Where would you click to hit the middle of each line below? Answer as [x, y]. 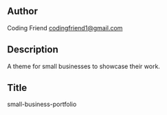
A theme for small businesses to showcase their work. [83, 66]
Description [33, 50]
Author [22, 11]
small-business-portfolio [42, 104]
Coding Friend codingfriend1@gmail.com [65, 28]
